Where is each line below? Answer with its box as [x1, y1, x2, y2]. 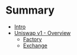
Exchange [23, 42, 48, 49]
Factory [23, 35, 42, 43]
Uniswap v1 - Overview [14, 29, 71, 36]
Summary [5, 4, 54, 17]
